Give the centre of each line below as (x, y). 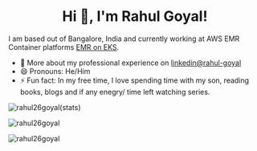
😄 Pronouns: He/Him (55, 71)
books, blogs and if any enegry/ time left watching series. (115, 92)
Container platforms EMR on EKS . (64, 47)
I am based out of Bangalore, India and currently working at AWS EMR (124, 39)
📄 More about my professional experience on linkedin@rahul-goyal (131, 63)
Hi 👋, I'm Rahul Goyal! (135, 16)
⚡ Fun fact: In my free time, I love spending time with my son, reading (135, 80)
